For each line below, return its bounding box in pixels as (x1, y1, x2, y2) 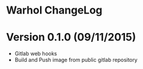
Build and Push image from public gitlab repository (14, 57, 138, 64)
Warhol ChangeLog (6, 4, 103, 17)
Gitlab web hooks (14, 50, 57, 57)
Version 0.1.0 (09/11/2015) (6, 31, 137, 44)
